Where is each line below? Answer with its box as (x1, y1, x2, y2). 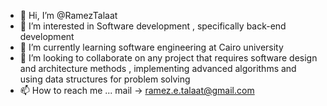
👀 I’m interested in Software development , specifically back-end (19, 20, 287, 32)
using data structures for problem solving (19, 73, 191, 85)
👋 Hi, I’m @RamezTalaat (19, 10, 118, 21)
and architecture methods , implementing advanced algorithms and (19, 63, 297, 74)
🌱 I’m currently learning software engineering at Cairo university (19, 41, 284, 53)
